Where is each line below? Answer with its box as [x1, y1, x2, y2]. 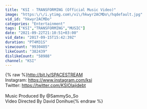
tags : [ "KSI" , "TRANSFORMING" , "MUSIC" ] [5, 26, 85, 31]
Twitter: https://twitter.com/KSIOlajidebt [5, 83, 86, 89]
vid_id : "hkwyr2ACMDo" [5, 16, 52, 21]
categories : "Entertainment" [5, 21, 65, 26]
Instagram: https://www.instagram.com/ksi [5, 77, 93, 83]
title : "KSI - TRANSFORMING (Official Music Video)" [5, 7, 116, 12]
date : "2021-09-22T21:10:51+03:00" [5, 30, 79, 35]
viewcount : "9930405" [5, 44, 50, 49]
